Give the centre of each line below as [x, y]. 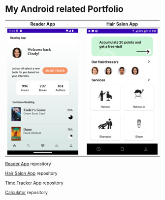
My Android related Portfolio [65, 9]
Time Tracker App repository [34, 183]
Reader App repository [28, 164]
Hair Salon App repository [31, 173]
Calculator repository [27, 193]
